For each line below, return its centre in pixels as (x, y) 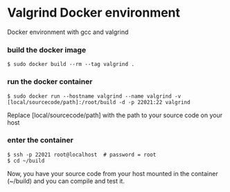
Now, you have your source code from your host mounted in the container (113, 173)
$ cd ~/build (26, 161)
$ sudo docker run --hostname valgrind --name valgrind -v (94, 96)
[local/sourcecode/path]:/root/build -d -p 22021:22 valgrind (99, 102)
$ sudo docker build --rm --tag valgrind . (71, 64)
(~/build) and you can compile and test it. (66, 181)
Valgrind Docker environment (94, 13)
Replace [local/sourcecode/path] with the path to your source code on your (115, 115)
